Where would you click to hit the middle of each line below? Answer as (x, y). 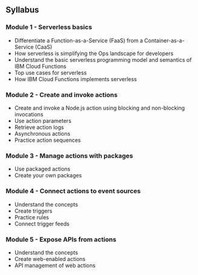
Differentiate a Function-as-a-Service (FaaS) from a (78, 40)
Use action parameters (43, 121)
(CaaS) (43, 47)
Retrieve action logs (39, 127)
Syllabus (23, 10)
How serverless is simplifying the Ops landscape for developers (94, 53)
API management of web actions (55, 265)
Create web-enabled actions (50, 259)
